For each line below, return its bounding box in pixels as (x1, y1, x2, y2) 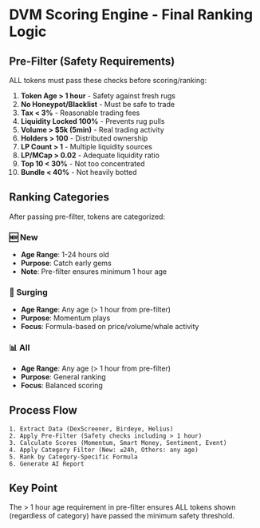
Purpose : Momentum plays (20, 313, 111, 323)
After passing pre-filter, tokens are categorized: (9, 212, 166, 221)
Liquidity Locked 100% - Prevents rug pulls (20, 117, 165, 125)
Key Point (9, 481, 58, 494)
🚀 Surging (9, 287, 49, 298)
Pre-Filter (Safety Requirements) (9, 54, 175, 68)
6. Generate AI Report (9, 459, 85, 468)
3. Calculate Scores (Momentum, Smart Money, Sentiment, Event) (9, 439, 227, 447)
